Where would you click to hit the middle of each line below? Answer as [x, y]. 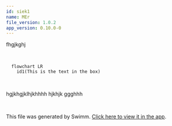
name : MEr [18, 17]
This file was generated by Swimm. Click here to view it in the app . [86, 117]
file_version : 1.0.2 [31, 22]
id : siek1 [18, 11]
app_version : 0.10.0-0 [34, 28]
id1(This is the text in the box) [59, 72]
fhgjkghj [16, 45]
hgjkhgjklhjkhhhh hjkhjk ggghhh [44, 94]
